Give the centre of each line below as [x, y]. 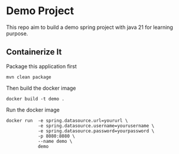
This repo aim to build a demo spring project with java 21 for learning [89, 27]
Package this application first [41, 66]
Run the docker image [33, 110]
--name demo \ [55, 141]
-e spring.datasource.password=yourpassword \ [96, 131]
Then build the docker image [41, 88]
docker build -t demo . [35, 99]
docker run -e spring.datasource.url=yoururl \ [67, 120]
